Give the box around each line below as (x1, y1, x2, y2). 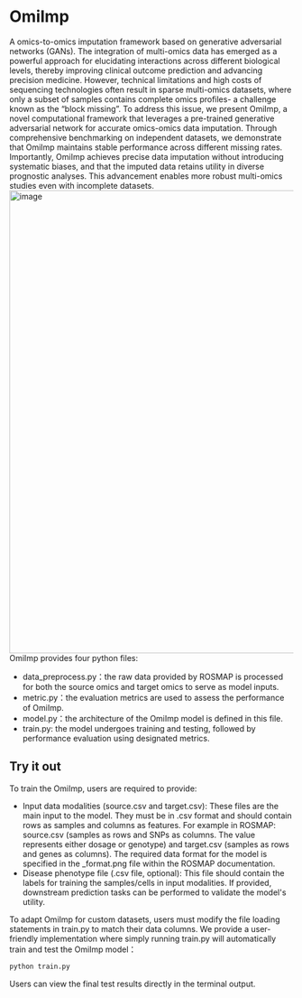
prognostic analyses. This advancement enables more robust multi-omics (9, 170, 283, 182)
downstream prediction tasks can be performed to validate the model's (22, 887, 287, 898)
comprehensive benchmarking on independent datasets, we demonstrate (9, 132, 282, 143)
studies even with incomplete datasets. (9, 180, 155, 191)
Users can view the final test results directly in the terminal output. (9, 978, 256, 989)
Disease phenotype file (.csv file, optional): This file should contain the (22, 867, 285, 878)
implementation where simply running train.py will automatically (40, 933, 277, 944)
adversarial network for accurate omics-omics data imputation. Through (9, 122, 278, 133)
